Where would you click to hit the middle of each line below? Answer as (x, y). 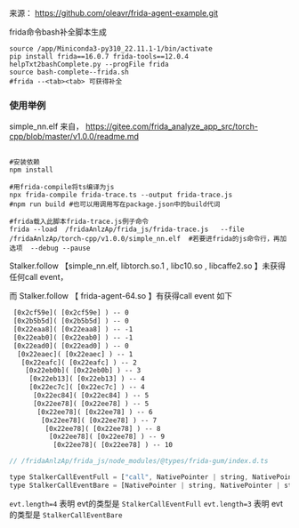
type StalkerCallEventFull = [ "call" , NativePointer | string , (129, 477)
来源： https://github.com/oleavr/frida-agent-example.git (114, 13)
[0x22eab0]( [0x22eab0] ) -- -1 (73, 337)
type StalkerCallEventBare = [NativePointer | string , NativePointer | (145, 485)
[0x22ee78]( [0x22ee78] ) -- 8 (103, 428)
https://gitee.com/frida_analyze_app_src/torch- (172, 126)
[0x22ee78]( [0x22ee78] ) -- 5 (91, 404)
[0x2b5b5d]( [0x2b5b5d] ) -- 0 (71, 321)
